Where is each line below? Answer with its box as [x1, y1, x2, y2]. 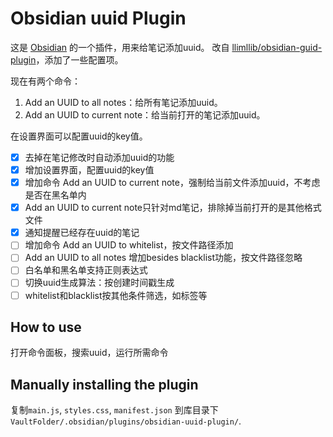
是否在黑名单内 [24, 189, 87, 201]
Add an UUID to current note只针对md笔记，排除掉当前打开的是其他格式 [24, 202, 322, 214]
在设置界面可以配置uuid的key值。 [10, 130, 148, 142]
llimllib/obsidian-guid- [231, 41, 323, 53]
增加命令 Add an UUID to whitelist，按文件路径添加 [24, 239, 234, 251]
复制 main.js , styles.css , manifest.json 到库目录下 [10, 404, 219, 416]
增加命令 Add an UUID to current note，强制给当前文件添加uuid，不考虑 [24, 177, 321, 189]
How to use [10, 318, 82, 336]
